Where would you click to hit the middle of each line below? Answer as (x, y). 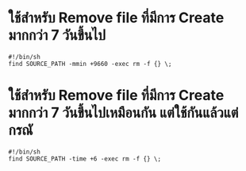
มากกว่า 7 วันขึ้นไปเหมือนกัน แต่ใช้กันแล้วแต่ (123, 113)
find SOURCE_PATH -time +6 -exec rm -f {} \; (85, 159)
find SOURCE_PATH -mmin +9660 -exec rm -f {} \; (90, 64)
